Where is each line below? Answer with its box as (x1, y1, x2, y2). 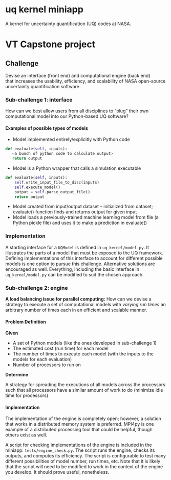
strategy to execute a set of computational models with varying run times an (5, 302, 166, 308)
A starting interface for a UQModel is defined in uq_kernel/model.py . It (5, 244, 149, 250)
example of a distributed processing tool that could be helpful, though (5, 427, 153, 433)
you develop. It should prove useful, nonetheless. (5, 469, 110, 475)
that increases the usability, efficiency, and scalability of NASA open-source (5, 78, 166, 84)
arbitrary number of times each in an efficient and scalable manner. (5, 307, 147, 313)
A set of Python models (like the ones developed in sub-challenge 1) (12, 340, 157, 346)
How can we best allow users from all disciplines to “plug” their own (5, 108, 149, 114)
